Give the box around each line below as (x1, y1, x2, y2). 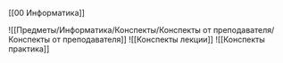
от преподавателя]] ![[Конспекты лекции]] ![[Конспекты (52, 35, 265, 44)
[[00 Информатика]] (8, 8, 86, 18)
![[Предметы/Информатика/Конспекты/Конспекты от (8, 25, 212, 35)
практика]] (8, 43, 50, 54)
